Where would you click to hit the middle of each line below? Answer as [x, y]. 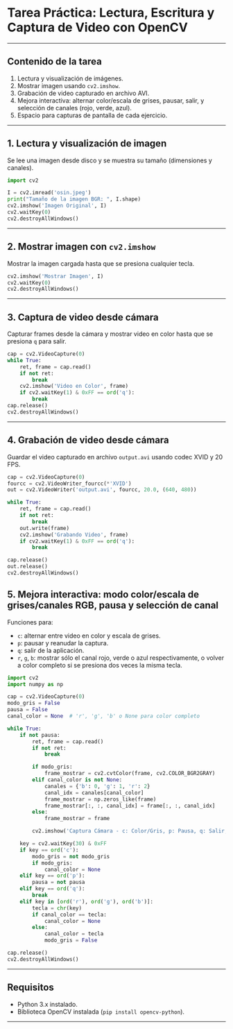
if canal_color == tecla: [70, 915]
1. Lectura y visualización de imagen [87, 144]
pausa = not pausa [59, 883]
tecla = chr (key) [57, 908]
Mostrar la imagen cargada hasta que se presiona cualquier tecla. [101, 263]
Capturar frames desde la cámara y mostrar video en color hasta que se [110, 334]
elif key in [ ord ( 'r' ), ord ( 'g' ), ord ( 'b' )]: [87, 901]
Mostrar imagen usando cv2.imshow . [68, 85]
